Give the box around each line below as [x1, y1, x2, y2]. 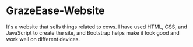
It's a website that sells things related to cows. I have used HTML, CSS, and [6, 23, 188, 30]
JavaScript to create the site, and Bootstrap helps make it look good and [6, 29, 180, 36]
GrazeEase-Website [6, 4, 105, 17]
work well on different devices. [6, 35, 80, 42]
